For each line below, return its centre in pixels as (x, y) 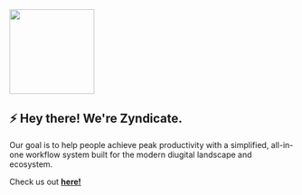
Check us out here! (45, 181)
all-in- (282, 144)
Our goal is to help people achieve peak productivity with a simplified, (139, 144)
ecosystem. (31, 164)
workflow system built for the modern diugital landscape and (139, 154)
